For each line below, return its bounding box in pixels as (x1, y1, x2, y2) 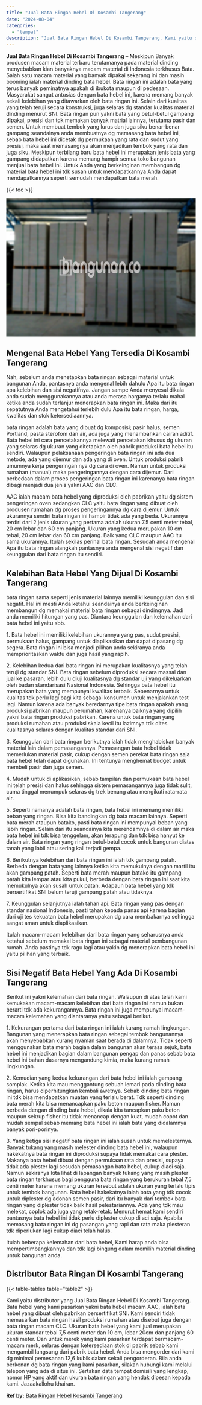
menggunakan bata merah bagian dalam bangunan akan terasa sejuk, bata (6, 1043, 191, 1051)
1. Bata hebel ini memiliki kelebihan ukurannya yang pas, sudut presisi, (6, 631, 180, 639)
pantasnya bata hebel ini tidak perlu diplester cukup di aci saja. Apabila (6, 1214, 182, 1222)
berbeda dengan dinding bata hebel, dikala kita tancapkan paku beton (6, 1106, 180, 1113)
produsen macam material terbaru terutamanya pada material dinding (6, 59, 179, 66)
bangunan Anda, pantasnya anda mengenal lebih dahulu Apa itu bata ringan (6, 380, 194, 387)
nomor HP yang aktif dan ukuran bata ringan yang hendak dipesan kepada (6, 1374, 191, 1381)
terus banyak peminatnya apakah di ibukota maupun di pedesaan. (6, 84, 170, 92)
